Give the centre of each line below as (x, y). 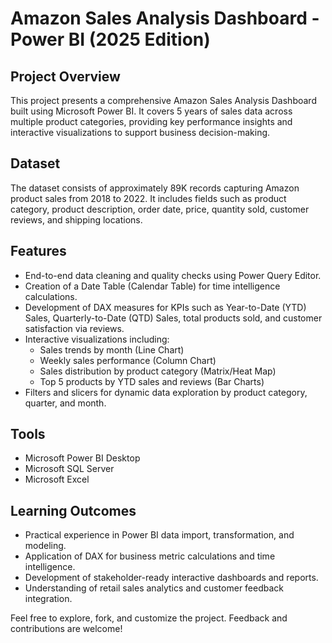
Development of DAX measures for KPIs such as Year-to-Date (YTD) (165, 307)
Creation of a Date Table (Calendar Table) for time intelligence (152, 286)
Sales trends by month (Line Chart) (112, 349)
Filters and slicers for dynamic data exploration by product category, (166, 392)
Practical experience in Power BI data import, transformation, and (159, 535)
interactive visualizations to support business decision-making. (140, 132)
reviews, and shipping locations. (76, 219)
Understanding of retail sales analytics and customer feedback (154, 588)
